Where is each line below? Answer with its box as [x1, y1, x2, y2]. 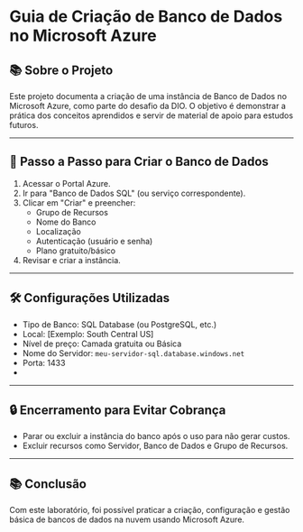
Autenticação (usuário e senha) [35, 235, 153, 246]
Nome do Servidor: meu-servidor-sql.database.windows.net [22, 347, 245, 358]
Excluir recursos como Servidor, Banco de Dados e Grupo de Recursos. [22, 440, 289, 452]
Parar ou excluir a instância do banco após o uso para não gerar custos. [22, 431, 290, 442]
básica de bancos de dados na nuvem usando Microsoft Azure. [9, 514, 245, 525]
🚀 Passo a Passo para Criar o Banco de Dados [9, 154, 269, 170]
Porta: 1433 [22, 357, 66, 368]
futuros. [9, 120, 39, 130]
